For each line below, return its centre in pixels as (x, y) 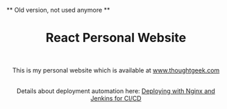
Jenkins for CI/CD (116, 98)
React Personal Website (116, 38)
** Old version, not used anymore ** (58, 10)
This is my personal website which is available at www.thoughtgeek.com (116, 70)
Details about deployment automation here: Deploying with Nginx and (116, 91)
